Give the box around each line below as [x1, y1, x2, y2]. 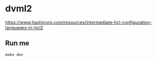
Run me [5, 39, 29, 48]
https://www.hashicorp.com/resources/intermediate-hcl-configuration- [5, 19, 152, 25]
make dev [5, 52, 23, 57]
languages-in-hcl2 [5, 24, 43, 30]
